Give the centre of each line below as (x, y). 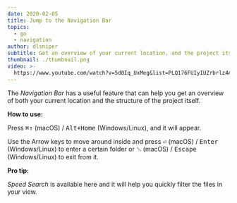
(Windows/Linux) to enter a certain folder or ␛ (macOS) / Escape (102, 149)
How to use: (25, 114)
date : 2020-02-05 (33, 14)
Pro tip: (18, 171)
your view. (22, 192)
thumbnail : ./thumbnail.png (49, 60)
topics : (19, 27)
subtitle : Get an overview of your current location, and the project (113, 54)
